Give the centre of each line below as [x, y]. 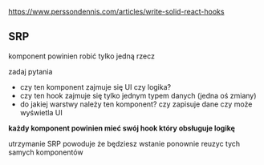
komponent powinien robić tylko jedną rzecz [81, 56]
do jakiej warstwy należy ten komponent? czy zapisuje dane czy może [136, 104]
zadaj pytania [30, 71]
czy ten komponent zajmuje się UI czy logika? [95, 87]
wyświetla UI [41, 112]
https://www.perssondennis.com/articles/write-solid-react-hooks [116, 12]
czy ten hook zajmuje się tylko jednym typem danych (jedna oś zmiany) [138, 95]
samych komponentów [46, 152]
